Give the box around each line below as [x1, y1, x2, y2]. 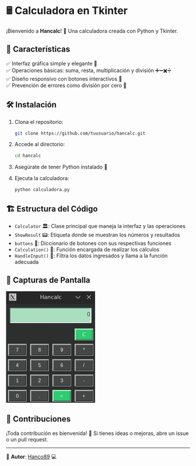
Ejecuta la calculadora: [14, 175, 69, 182]
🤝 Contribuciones [6, 414, 71, 424]
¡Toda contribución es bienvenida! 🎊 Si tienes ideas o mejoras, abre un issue [6, 430, 189, 437]
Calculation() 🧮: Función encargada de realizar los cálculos [14, 246, 159, 253]
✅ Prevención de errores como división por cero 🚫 [6, 82, 127, 89]
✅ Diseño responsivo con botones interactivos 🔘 [6, 75, 123, 82]
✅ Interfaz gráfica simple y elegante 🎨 [6, 60, 97, 67]
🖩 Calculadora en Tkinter [6, 4, 128, 18]
